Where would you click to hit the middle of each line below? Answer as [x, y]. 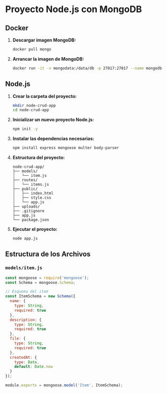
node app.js [25, 238]
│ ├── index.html [33, 193]
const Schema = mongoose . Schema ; [40, 282]
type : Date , [27, 362]
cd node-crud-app [31, 110]
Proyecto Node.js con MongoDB [74, 9]
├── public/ [25, 189]
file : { [18, 339]
